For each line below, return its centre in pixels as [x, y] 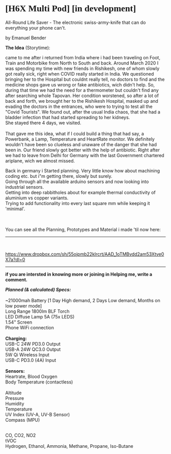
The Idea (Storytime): [28, 48]
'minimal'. [15, 209]
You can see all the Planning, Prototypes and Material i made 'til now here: [83, 229]
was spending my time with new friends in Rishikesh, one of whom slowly [82, 68]
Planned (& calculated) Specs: [38, 289]
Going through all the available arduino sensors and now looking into [77, 181]
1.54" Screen [19, 322]
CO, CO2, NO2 [21, 435]
